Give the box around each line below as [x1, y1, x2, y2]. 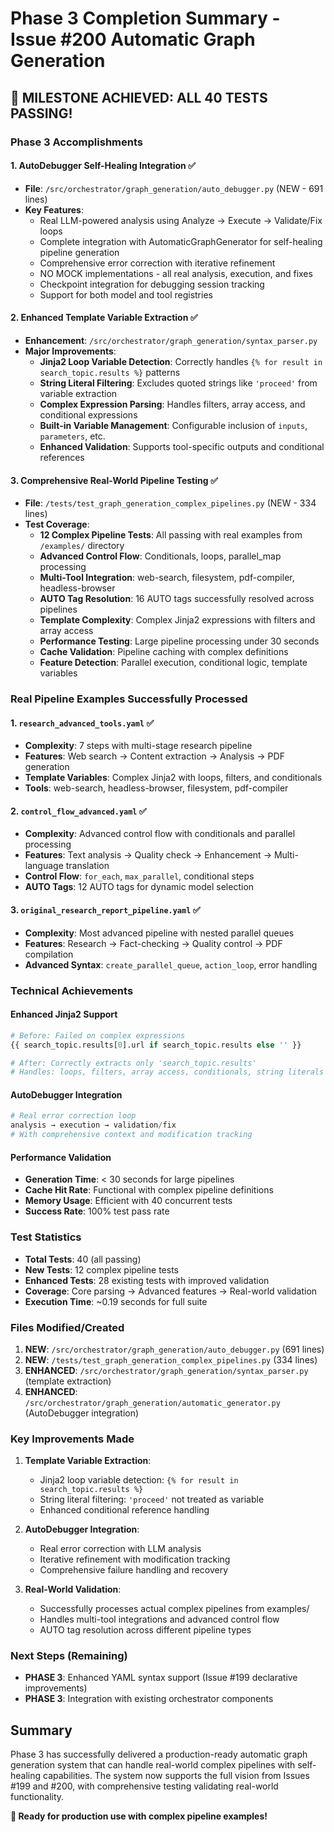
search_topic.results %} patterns [39, 366, 181, 378]
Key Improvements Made [10, 1432, 135, 1446]
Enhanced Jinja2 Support [10, 1008, 118, 1021]
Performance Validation [10, 1151, 112, 1163]
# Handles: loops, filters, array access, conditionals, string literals [10, 1067, 325, 1077]
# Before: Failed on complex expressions [10, 1030, 186, 1041]
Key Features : [24, 203, 84, 216]
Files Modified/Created [10, 1320, 125, 1334]
